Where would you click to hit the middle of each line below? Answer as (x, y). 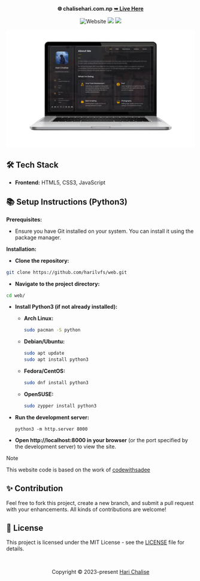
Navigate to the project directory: (57, 284)
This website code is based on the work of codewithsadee (78, 470)
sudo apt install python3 (56, 360)
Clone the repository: (42, 260)
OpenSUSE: (39, 394)
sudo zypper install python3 (60, 406)
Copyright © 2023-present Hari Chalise (101, 572)
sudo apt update (44, 353)
